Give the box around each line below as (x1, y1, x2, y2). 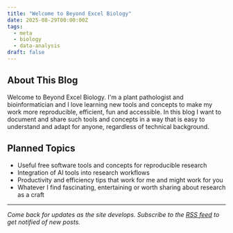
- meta (13, 29, 33, 37)
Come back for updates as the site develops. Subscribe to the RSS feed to (7, 210, 220, 218)
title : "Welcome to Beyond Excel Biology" (7, 10, 132, 17)
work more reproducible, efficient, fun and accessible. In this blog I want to (7, 107, 222, 116)
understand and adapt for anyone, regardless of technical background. (7, 122, 209, 130)
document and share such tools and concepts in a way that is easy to (7, 115, 205, 123)
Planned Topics (7, 143, 76, 155)
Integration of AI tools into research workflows (17, 168, 150, 177)
